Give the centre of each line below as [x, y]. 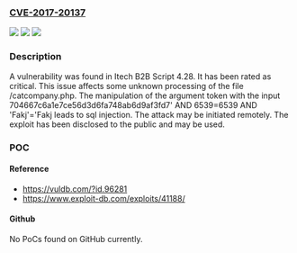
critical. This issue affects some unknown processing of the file [127, 86]
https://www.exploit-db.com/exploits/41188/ [104, 198]
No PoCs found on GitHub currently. [76, 239]
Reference [29, 169]
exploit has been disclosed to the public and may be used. [117, 124]
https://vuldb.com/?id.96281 [75, 189]
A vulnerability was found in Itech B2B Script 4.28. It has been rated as [140, 76]
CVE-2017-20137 [48, 13]
